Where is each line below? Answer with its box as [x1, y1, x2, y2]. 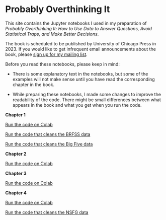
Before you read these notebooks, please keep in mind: [5, 61, 120, 67]
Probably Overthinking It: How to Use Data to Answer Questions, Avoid [5, 25, 152, 31]
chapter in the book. [12, 82, 54, 88]
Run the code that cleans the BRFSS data [5, 131, 91, 137]
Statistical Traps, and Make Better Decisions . [5, 31, 99, 37]
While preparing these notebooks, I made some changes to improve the [12, 91, 161, 97]
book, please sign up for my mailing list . [5, 51, 88, 57]
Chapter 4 [5, 190, 27, 196]
